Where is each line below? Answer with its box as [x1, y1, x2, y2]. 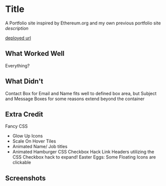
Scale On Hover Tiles [12, 138, 56, 144]
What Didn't [5, 77, 43, 86]
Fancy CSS [5, 123, 28, 129]
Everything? [5, 62, 30, 68]
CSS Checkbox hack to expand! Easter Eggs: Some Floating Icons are [12, 154, 156, 160]
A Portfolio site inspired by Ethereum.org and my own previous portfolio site [5, 20, 161, 26]
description [5, 25, 29, 31]
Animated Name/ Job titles [12, 144, 67, 150]
